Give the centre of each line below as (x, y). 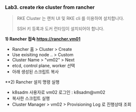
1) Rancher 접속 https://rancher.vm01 (43, 39)
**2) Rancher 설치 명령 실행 (32, 82)
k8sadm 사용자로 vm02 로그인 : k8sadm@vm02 (59, 92)
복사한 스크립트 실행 (31, 98)
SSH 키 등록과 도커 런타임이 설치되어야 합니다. (60, 29)
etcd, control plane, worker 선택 (43, 66)
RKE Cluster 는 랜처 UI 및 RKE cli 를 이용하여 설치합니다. (70, 18)
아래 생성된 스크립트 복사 (35, 72)
